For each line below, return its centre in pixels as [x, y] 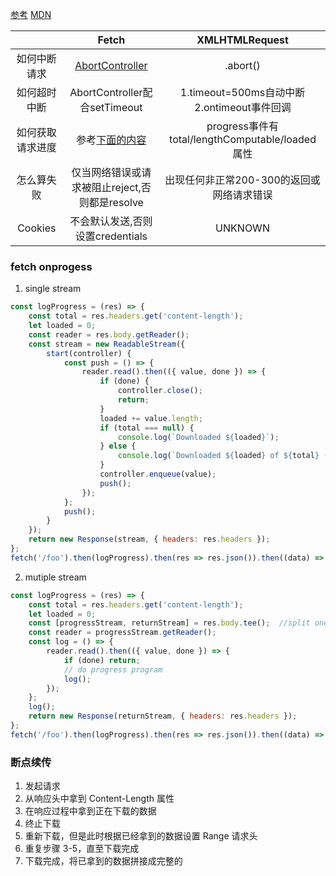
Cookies [37, 228]
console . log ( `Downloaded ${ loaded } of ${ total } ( [223, 456]
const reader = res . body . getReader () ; [109, 334]
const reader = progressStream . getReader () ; [122, 633]
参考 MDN [31, 14]
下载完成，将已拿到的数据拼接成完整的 [103, 861]
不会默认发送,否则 [111, 221]
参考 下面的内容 [111, 140]
